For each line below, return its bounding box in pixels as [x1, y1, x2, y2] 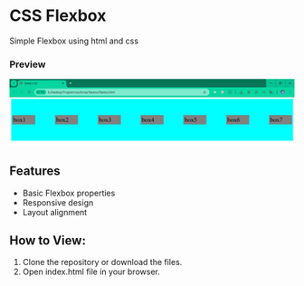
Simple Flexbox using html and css [9, 35, 138, 46]
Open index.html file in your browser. [22, 266, 160, 277]
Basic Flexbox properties [22, 187, 116, 198]
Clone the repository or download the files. [22, 257, 183, 268]
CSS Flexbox [9, 5, 107, 26]
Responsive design [22, 196, 94, 208]
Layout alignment [22, 206, 88, 217]
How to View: [9, 233, 86, 249]
